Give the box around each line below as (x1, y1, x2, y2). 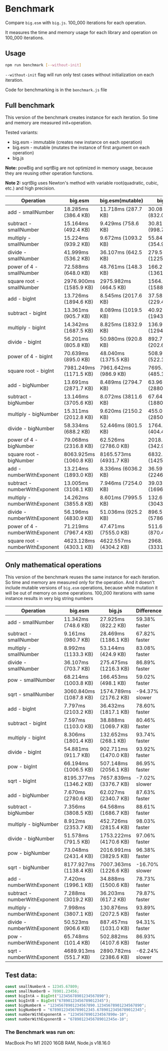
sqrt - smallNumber (7, 691, 54, 698)
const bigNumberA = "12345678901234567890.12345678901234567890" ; (5, 1003, 146, 1008)
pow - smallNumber (7, 677, 55, 684)
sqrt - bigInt (7, 778, 36, 785)
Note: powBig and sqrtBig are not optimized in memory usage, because (5, 165, 153, 171)
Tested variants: (5, 129, 38, 135)
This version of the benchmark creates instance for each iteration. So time (5, 114, 158, 120)
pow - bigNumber (7, 850, 50, 857)
